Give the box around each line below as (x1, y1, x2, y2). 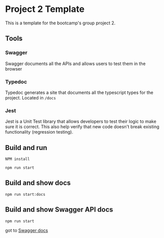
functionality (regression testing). (5, 129, 74, 135)
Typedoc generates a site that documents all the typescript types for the (5, 89, 154, 95)
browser (5, 66, 22, 72)
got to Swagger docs (5, 227, 48, 233)
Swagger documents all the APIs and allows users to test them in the (5, 61, 146, 67)
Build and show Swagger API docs (5, 205, 113, 214)
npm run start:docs (5, 192, 46, 197)
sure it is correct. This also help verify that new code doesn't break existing (5, 124, 160, 130)
